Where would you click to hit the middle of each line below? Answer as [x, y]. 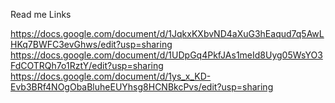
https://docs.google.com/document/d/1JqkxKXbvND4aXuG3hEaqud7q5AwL [167, 33]
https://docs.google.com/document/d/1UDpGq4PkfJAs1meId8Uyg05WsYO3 [166, 55]
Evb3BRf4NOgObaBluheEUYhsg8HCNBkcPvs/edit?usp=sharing [142, 87]
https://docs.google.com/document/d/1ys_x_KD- [111, 76]
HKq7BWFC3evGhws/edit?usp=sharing [91, 44]
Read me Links [41, 14]
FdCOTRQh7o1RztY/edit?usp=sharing [87, 65]
